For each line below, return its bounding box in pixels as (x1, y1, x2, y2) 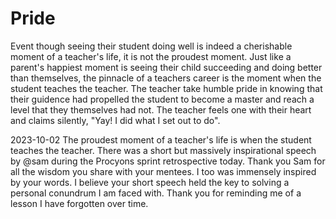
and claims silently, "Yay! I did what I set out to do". (10, 114, 221, 126)
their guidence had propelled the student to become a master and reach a (10, 93, 315, 105)
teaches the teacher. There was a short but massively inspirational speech (10, 144, 317, 156)
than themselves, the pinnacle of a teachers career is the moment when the (10, 72, 322, 84)
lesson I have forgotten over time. (10, 197, 149, 209)
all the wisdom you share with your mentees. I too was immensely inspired (10, 165, 317, 177)
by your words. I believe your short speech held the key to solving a (10, 176, 290, 188)
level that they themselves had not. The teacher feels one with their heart (10, 103, 312, 116)
